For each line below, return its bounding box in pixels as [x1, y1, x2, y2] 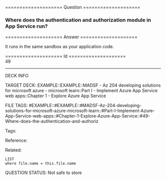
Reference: [5, 137, 28, 143]
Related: [5, 147, 22, 153]
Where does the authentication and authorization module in [5, 16, 152, 23]
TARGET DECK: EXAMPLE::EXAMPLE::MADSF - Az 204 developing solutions [5, 82, 161, 88]
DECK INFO [5, 73, 29, 79]
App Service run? [5, 22, 48, 29]
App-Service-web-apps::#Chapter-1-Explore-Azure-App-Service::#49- [5, 113, 151, 119]
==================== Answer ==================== [5, 34, 138, 40]
